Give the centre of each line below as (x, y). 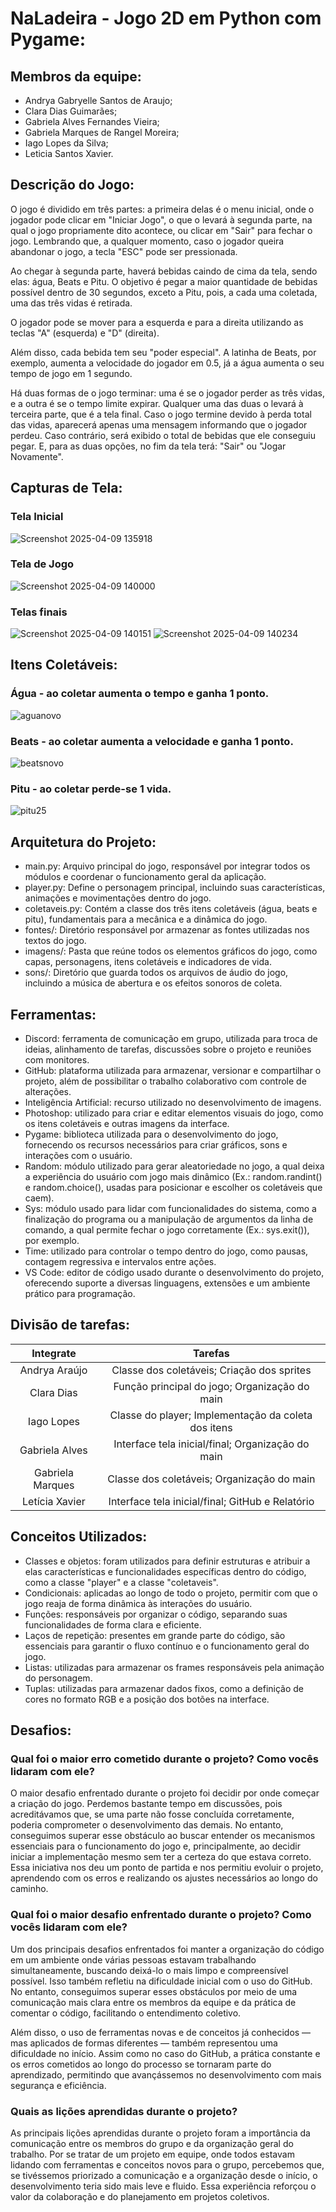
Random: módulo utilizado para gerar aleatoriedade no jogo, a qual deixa (174, 1166)
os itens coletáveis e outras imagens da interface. (127, 1123)
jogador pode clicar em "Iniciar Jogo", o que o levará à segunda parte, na (161, 219)
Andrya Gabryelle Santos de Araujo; (98, 100)
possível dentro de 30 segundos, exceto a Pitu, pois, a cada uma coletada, (164, 292)
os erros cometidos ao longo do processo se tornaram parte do (141, 2064)
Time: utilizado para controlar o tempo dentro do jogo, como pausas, (166, 1251)
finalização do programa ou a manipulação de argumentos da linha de (169, 1219)
